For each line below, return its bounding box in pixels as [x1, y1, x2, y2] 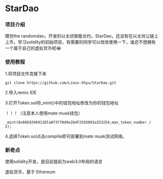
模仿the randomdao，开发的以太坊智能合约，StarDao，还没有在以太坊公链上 [5, 33, 159, 39]
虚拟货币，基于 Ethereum [5, 169, 56, 175]
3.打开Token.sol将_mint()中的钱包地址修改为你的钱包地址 [5, 100, 119, 106]
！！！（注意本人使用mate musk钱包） [5, 110, 83, 116]
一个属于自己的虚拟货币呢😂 [5, 45, 62, 51]
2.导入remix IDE [5, 89, 37, 95]
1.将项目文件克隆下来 [5, 71, 47, 76]
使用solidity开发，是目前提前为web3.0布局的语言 [5, 159, 103, 164]
